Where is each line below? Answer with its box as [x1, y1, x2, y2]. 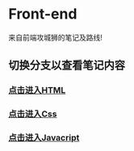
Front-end [8, 5, 77, 23]
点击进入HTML [8, 85, 66, 96]
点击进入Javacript [8, 132, 80, 144]
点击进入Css [8, 108, 57, 120]
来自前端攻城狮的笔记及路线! [8, 32, 103, 42]
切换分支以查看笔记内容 [8, 58, 125, 73]
